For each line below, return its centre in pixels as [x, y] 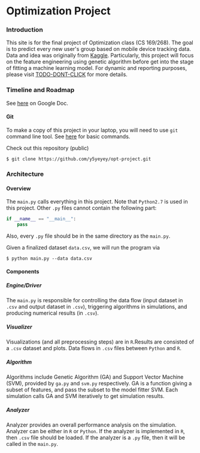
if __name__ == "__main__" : [41, 219]
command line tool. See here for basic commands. [68, 136]
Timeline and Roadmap [40, 90]
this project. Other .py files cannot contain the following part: [81, 208]
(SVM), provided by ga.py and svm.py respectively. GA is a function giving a [99, 384]
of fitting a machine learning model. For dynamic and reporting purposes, [97, 68]
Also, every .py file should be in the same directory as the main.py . [88, 236]
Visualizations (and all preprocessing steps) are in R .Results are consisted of [100, 342]
